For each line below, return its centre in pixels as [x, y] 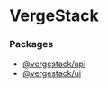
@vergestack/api [54, 64]
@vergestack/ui [52, 73]
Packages [31, 44]
